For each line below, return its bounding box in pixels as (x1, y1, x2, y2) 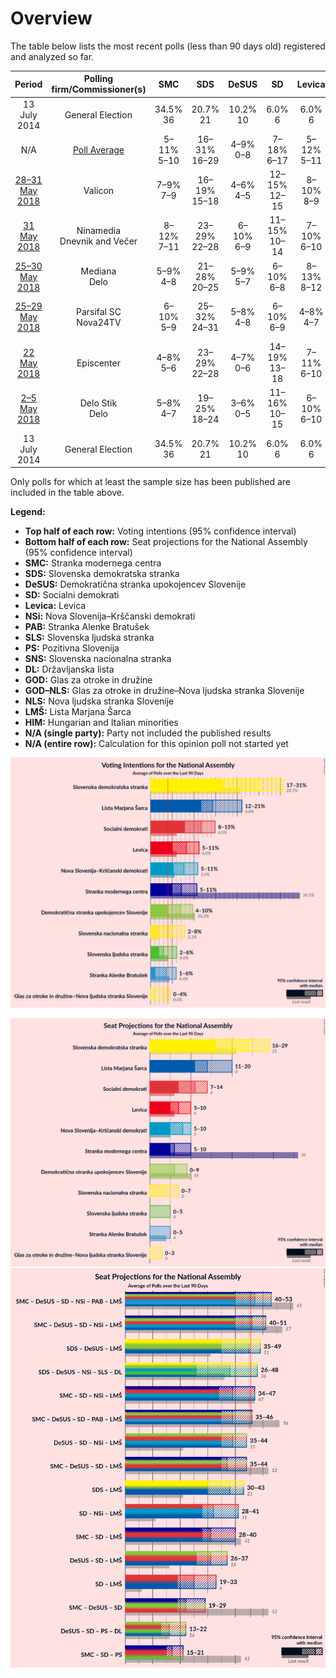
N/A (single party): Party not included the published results (24, 727, 272, 739)
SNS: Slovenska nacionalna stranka (24, 653, 172, 665)
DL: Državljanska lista (24, 663, 115, 676)
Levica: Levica (24, 600, 87, 612)
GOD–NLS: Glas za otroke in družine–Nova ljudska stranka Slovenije (24, 685, 305, 697)
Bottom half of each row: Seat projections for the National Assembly (24, 536, 308, 548)
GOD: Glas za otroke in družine (24, 674, 153, 686)
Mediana (80, 265, 117, 277)
